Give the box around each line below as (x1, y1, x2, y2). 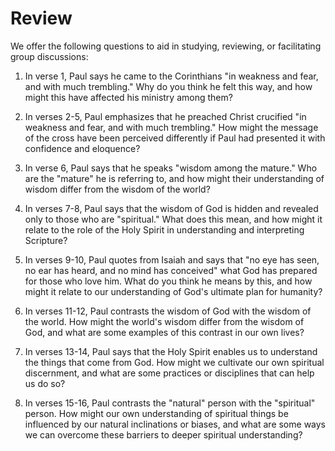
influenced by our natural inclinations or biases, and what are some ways (24, 418, 327, 430)
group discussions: (10, 50, 89, 62)
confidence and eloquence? (24, 142, 141, 154)
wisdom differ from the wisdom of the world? (24, 183, 211, 195)
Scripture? (24, 234, 68, 246)
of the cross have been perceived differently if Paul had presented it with (24, 132, 326, 144)
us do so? (24, 377, 66, 389)
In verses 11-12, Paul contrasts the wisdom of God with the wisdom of (24, 305, 312, 317)
